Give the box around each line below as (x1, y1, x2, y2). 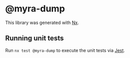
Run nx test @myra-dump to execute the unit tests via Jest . (5, 47, 125, 53)
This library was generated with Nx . (5, 19, 79, 25)
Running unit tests (5, 34, 64, 42)
